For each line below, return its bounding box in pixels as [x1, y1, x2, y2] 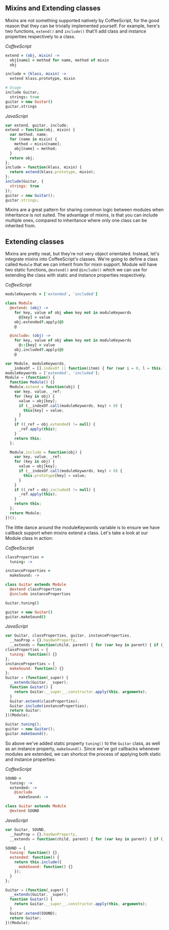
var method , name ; [10, 132, 49, 137]
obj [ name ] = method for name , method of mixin [10, 57, 109, 62]
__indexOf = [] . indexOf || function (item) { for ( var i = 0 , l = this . [10, 366, 163, 371]
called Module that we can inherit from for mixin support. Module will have [5, 261, 157, 267]
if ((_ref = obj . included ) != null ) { [14, 487, 96, 492]
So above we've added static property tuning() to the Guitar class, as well [5, 740, 160, 746]
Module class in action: [5, 535, 53, 541]
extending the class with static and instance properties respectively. [5, 272, 146, 278]
